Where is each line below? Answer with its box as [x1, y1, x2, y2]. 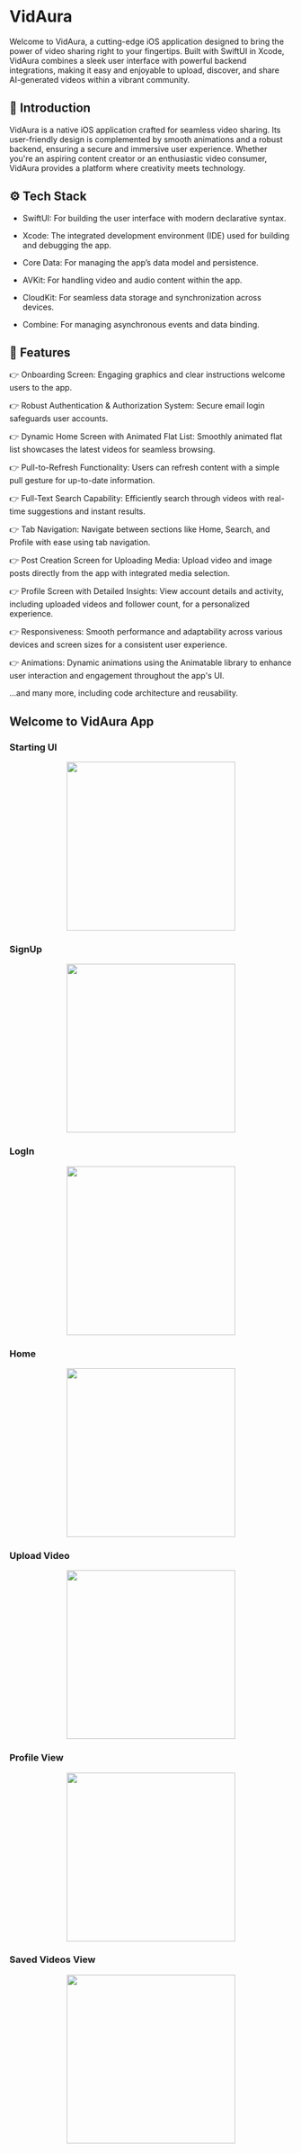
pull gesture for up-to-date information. [9, 475, 155, 486]
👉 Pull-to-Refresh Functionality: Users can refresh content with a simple [9, 462, 280, 473]
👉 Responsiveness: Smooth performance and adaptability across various [9, 626, 283, 637]
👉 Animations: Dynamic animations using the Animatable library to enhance [9, 657, 292, 668]
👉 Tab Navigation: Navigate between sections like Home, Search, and [9, 524, 270, 535]
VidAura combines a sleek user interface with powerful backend [9, 55, 247, 66]
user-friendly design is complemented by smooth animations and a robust [9, 133, 283, 145]
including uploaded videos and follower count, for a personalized [9, 599, 250, 609]
